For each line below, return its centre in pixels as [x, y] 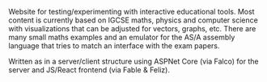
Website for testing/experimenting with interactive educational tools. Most [131, 12]
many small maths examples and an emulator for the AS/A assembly [122, 37]
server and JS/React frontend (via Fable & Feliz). [89, 70]
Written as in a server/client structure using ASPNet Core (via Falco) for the [133, 61]
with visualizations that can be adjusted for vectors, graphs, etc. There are [132, 29]
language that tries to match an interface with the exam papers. [114, 46]
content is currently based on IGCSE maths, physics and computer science [133, 20]
